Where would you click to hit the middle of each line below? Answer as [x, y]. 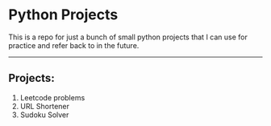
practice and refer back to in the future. [74, 45]
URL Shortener [45, 106]
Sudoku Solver [44, 115]
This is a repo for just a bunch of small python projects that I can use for [128, 37]
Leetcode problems [52, 97]
